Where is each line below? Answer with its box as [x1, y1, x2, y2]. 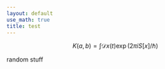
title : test [6, 23, 41, 29]
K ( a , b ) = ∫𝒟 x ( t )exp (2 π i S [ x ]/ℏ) [72, 42, 159, 50]
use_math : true [6, 16, 50, 23]
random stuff [6, 55, 43, 64]
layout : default [6, 10, 53, 17]
